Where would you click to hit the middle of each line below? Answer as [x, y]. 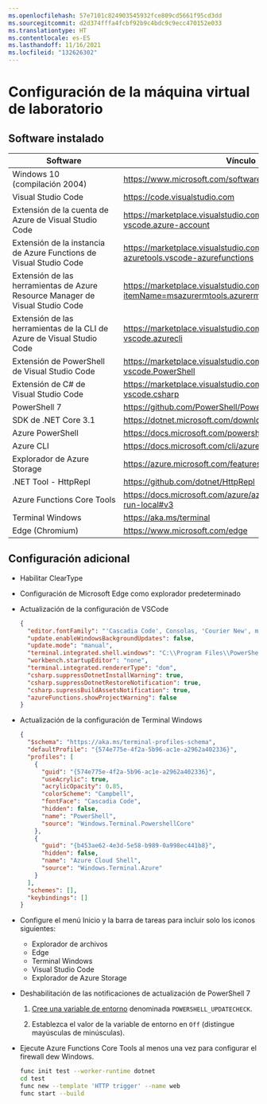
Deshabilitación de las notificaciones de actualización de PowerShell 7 [135, 993]
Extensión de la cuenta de [60, 210]
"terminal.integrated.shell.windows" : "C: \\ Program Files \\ [129, 653]
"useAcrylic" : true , [75, 779]
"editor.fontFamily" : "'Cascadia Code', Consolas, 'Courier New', [139, 631]
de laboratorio [56, 109]
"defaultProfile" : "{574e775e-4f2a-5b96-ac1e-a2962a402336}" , [132, 750]
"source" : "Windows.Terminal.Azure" [102, 868]
